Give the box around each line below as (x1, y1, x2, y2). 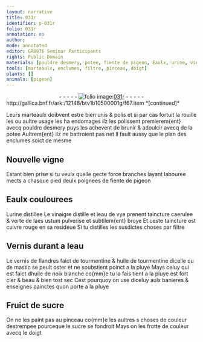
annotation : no (6, 31, 45, 38)
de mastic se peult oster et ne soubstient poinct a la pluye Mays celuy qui (6, 263, 189, 271)
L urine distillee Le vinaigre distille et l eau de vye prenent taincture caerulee (6, 210, 193, 218)
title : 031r (6, 15, 36, 21)
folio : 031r (6, 25, 36, 32)
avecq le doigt (6, 329, 42, 337)
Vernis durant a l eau (6, 241, 84, 251)
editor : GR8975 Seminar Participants (6, 48, 101, 54)
